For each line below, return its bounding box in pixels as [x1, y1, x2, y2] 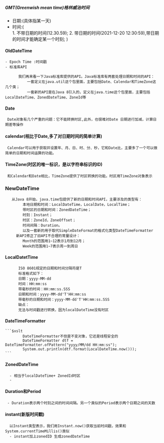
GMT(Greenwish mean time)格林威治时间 [5, 4, 90, 10]
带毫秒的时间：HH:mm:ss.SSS [18, 287, 70, 292]
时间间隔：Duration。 [23, 223, 62, 228]
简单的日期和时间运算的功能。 [5, 150, 56, 155]
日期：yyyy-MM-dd [18, 276, 51, 281]
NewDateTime [5, 185, 40, 192]
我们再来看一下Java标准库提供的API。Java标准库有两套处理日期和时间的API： [18, 74, 155, 79]
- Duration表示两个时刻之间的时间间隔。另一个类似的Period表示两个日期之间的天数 [7, 400, 156, 405]
